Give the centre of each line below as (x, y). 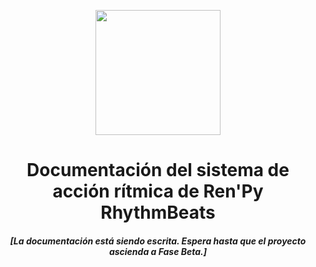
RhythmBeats (158, 212)
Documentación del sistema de (158, 170)
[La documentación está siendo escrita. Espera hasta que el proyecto (158, 241)
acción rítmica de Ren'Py (158, 191)
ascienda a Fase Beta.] (158, 251)
